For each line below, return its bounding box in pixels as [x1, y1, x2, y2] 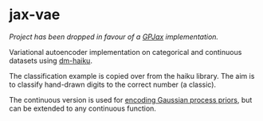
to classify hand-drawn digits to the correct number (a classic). [9, 80, 217, 89]
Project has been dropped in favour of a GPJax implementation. [9, 32, 218, 41]
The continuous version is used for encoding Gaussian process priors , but [9, 95, 253, 104]
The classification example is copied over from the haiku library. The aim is [9, 71, 255, 80]
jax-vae [9, 6, 61, 24]
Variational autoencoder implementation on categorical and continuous [9, 47, 242, 57]
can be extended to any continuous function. [9, 103, 156, 113]
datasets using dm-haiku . [9, 56, 92, 65]
